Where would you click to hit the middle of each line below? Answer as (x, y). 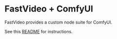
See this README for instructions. (39, 31)
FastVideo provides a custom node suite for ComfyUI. (58, 22)
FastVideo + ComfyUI (49, 9)
